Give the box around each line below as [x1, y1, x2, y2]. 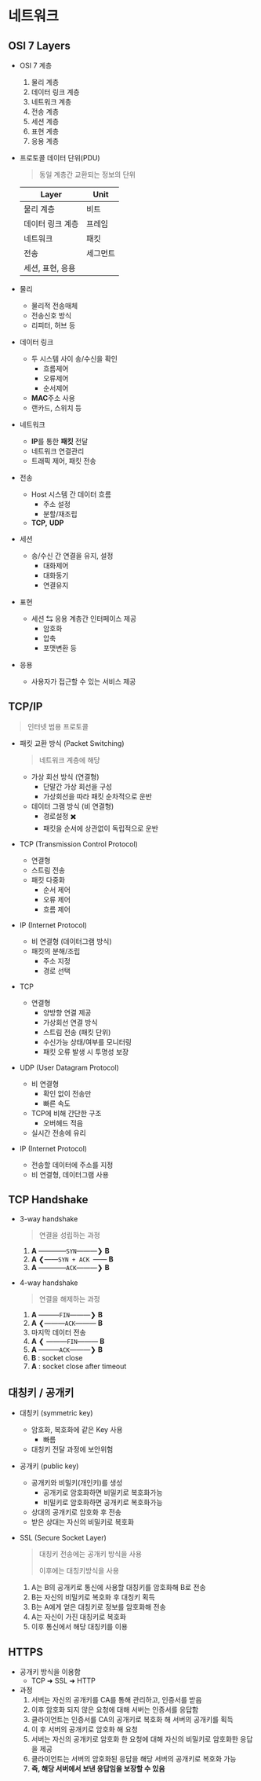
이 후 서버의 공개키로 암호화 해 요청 [31, 1724, 139, 1734]
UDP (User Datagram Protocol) [19, 1063, 119, 1072]
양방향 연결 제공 [42, 1008, 92, 1017]
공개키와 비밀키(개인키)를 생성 [31, 1478, 123, 1488]
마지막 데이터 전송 [31, 1327, 86, 1337]
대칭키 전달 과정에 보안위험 [31, 1445, 114, 1454]
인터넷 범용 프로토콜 [27, 722, 89, 731]
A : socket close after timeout [31, 1361, 127, 1371]
